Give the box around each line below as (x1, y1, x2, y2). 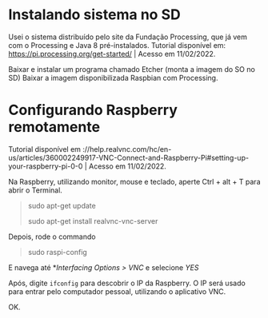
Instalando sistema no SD (8, 6, 182, 24)
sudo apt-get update (27, 201, 96, 210)
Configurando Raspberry (8, 101, 178, 119)
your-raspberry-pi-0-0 (8, 161, 83, 171)
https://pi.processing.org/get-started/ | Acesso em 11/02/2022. (8, 49, 216, 58)
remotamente (8, 118, 101, 137)
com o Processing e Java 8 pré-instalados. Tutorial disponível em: (8, 40, 226, 50)
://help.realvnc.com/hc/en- (82, 144, 172, 153)
